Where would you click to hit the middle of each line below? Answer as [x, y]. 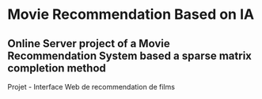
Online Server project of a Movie [89, 44]
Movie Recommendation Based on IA [131, 15]
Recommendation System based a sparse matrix [130, 55]
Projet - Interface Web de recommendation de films [91, 87]
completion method [57, 68]
